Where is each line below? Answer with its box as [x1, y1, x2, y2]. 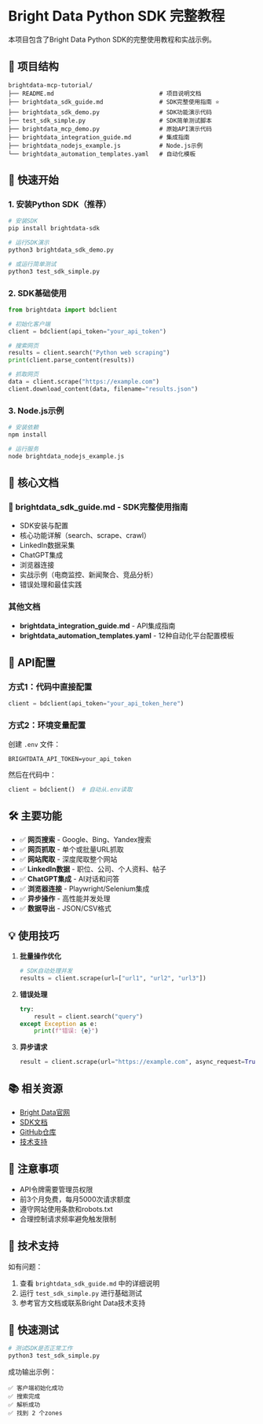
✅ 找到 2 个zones [8, 1409, 63, 1418]
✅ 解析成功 [8, 1401, 41, 1409]
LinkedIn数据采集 [19, 540, 75, 550]
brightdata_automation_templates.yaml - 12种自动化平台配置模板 [19, 631, 235, 640]
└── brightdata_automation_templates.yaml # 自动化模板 [8, 150, 196, 158]
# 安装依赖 [8, 424, 39, 432]
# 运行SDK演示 [8, 239, 49, 247]
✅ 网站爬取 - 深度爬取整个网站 [19, 855, 118, 864]
